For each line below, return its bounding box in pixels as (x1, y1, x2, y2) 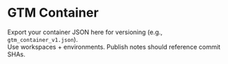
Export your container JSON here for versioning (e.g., (7, 28, 163, 36)
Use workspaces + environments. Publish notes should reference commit (7, 42, 221, 51)
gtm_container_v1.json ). (7, 35, 78, 43)
